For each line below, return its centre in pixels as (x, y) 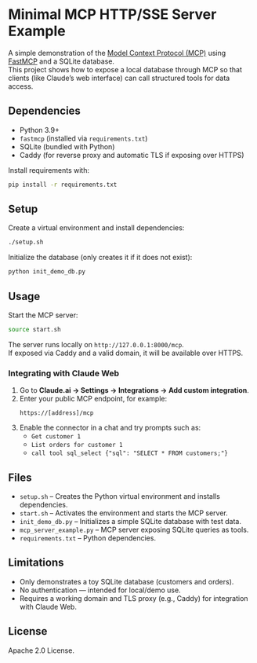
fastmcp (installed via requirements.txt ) (83, 138)
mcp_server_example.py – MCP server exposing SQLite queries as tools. (134, 529)
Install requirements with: (49, 170)
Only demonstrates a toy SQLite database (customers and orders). (127, 581)
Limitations (36, 563)
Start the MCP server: (43, 315)
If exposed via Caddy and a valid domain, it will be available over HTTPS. (126, 353)
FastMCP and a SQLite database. (62, 61)
